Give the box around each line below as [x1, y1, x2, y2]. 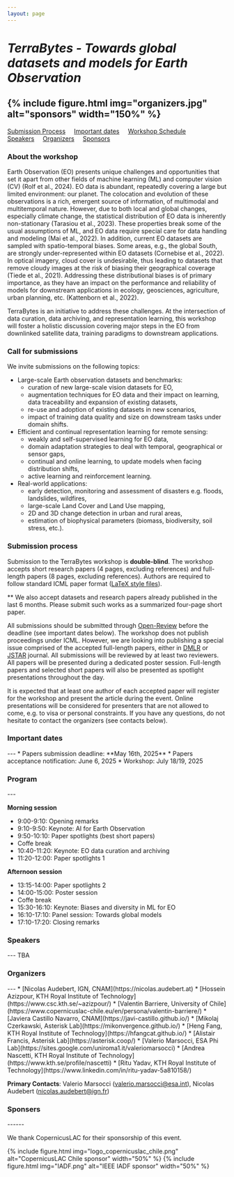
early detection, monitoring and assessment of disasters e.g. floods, [27, 487, 224, 495]
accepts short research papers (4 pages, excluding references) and [7, 564, 202, 573]
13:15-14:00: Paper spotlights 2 [17, 881, 107, 889]
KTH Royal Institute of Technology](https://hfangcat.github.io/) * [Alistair [7, 1029, 216, 1037]
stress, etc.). [27, 524, 64, 532]
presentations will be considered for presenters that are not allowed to [7, 701, 209, 709]
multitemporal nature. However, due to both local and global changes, [7, 204, 208, 213]
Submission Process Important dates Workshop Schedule [7, 127, 187, 135]
